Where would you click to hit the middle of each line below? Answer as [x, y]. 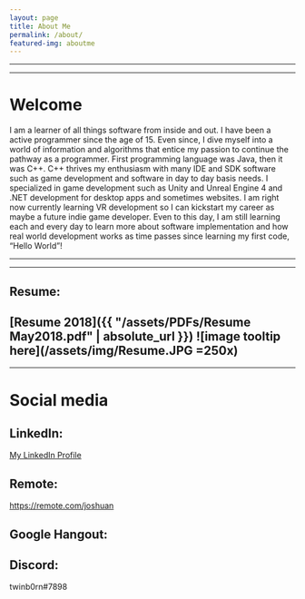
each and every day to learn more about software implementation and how [149, 227]
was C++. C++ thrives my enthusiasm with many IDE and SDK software [143, 169]
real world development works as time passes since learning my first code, [150, 236]
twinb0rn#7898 [39, 587]
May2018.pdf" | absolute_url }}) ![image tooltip [145, 336]
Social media [59, 400]
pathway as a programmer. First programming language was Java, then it [146, 159]
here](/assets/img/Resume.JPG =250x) [124, 350]
